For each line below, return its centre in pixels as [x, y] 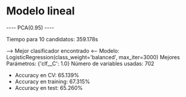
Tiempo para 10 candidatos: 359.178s [52, 39]
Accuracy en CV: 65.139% [47, 75]
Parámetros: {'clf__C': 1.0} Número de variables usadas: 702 [80, 63]
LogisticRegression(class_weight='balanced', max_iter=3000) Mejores [93, 57]
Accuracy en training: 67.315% [52, 81]
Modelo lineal [40, 11]
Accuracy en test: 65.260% [49, 87]
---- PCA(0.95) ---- [30, 28]
